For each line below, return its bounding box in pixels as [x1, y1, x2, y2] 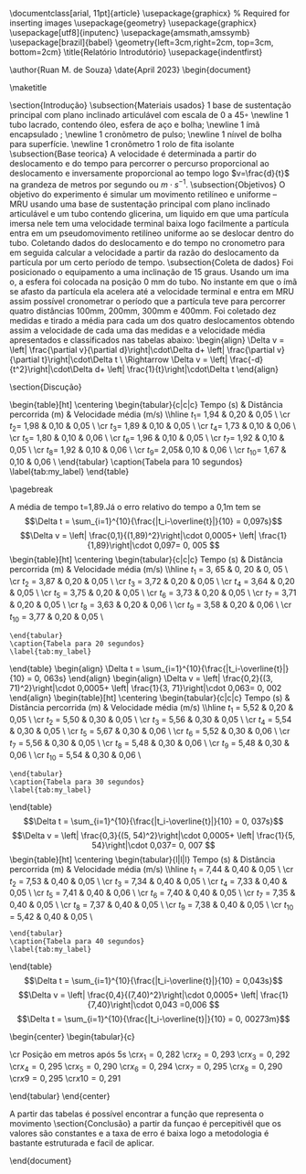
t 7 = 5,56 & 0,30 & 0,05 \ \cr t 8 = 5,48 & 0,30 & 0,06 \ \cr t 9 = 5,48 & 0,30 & [9, 738, 290, 751]
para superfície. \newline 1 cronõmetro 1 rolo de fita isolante [9, 139, 235, 149]
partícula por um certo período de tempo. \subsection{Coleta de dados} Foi [9, 256, 294, 268]
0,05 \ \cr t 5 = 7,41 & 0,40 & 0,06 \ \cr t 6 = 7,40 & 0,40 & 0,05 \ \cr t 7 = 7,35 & [9, 887, 296, 901]
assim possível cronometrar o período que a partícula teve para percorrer [9, 295, 286, 306]
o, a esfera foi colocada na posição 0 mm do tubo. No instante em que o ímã [9, 276, 298, 287]
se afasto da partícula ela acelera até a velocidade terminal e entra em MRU [9, 285, 295, 296]
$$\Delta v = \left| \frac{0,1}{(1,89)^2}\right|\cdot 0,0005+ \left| [19, 529, 258, 540]
